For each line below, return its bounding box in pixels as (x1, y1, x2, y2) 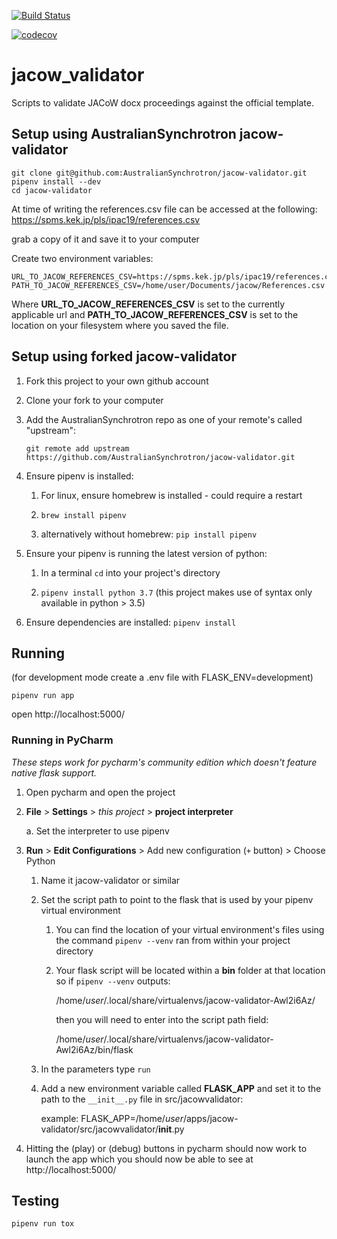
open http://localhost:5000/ (11, 708, 126, 720)
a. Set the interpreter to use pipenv (25, 825, 170, 837)
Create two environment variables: (11, 252, 154, 264)
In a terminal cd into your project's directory (40, 566, 221, 579)
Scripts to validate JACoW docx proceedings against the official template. (11, 96, 314, 109)
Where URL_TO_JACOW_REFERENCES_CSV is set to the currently (11, 298, 286, 310)
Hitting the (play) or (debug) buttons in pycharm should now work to (25, 1142, 308, 1154)
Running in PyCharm (11, 733, 114, 747)
